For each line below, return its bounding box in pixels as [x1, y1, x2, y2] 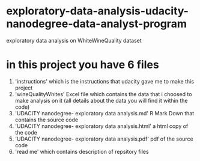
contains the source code [14, 116, 79, 123]
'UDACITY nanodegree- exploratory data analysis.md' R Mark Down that [14, 109, 195, 117]
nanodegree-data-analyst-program [6, 17, 187, 31]
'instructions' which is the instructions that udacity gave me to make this [14, 77, 194, 85]
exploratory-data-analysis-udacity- [6, 4, 189, 18]
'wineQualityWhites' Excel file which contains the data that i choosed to [14, 90, 192, 97]
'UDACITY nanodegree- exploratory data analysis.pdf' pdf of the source [14, 135, 193, 142]
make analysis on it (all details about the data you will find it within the [14, 97, 188, 104]
